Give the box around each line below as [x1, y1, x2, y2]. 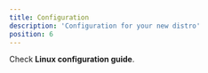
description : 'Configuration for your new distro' [9, 21, 201, 30]
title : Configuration [9, 12, 90, 22]
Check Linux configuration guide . [9, 54, 135, 65]
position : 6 [9, 29, 53, 38]
